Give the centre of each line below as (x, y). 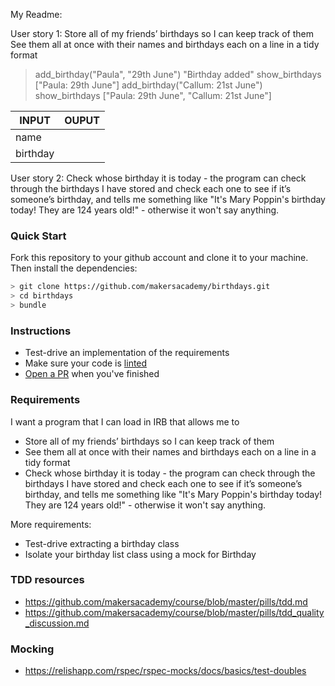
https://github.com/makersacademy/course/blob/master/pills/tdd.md (166, 601)
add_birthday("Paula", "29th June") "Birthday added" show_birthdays (178, 74)
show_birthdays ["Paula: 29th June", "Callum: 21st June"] (153, 95)
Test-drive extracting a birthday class (102, 543)
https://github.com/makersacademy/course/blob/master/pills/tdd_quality (174, 612)
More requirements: (51, 524)
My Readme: (36, 14)
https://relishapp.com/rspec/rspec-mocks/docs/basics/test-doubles (165, 671)
